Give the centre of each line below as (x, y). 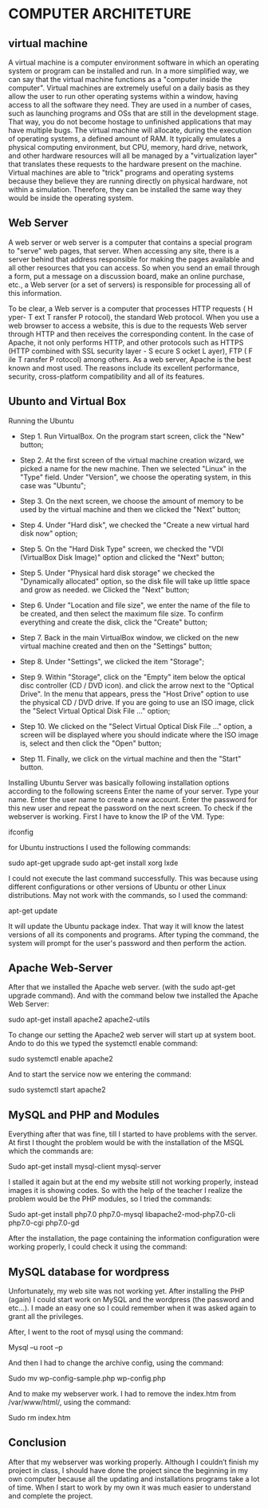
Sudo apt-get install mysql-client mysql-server (85, 1167)
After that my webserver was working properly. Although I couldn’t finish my (134, 1462)
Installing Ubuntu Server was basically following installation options (119, 782)
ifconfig (21, 832)
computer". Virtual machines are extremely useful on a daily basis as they (129, 88)
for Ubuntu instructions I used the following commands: (100, 847)
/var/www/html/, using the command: (70, 1402)
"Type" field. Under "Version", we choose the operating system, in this (135, 477)
